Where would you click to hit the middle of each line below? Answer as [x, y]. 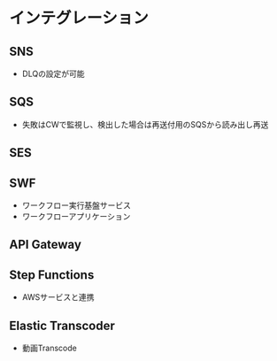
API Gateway [46, 245]
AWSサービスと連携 [58, 297]
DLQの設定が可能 [54, 73]
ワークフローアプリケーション [76, 217]
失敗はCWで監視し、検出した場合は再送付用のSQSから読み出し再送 [145, 124]
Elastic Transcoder [62, 325]
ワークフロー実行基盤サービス [76, 205]
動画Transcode [49, 348]
